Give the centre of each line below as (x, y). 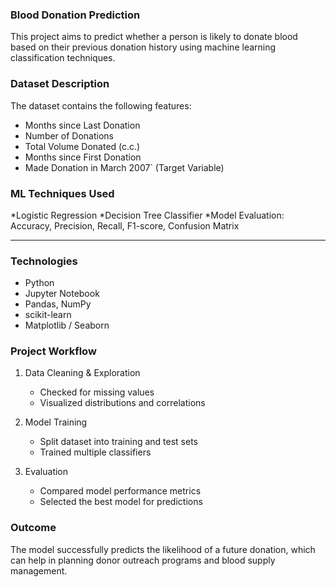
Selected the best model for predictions (121, 502)
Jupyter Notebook (62, 294)
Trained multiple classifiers (95, 452)
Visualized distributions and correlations (122, 403)
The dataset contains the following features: (101, 105)
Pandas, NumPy (58, 304)
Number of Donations (69, 135)
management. (39, 570)
